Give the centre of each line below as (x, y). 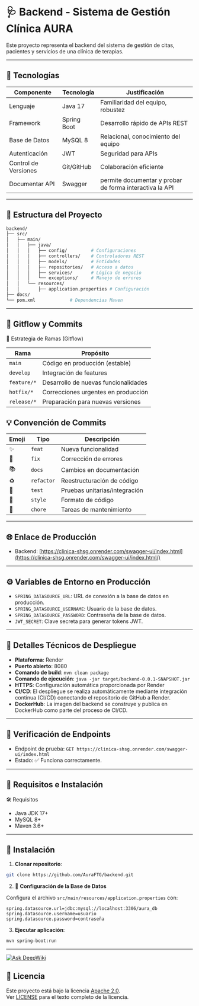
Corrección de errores (92, 459)
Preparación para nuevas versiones (92, 401)
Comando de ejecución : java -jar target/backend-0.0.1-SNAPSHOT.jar (102, 678)
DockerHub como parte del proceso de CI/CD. (71, 710)
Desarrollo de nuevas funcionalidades (95, 382)
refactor (43, 481)
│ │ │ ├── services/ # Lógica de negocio (74, 273)
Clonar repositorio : (38, 864)
